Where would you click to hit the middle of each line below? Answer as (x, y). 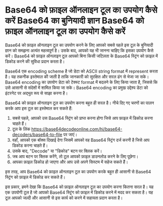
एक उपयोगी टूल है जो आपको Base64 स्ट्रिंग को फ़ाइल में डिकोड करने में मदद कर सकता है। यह (79, 192)
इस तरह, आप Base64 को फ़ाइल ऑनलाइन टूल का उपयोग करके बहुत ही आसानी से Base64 (78, 171)
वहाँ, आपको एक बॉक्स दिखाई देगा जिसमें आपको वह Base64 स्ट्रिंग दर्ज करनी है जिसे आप (81, 140)
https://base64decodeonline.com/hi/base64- (77, 129)
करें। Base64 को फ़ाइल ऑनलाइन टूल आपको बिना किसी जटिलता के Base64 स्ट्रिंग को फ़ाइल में (81, 56)
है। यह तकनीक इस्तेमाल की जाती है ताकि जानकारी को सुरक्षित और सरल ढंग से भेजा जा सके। (77, 76)
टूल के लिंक (21, 129)
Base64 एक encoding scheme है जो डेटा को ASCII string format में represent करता (81, 71)
